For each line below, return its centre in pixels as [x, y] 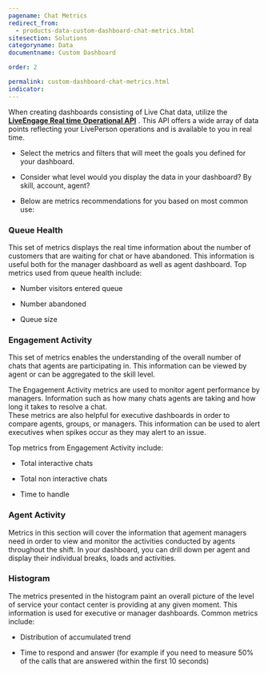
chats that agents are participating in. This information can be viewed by [128, 366]
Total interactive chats [56, 464]
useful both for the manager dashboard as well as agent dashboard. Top [127, 264]
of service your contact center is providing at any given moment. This [123, 604]
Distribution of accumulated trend [75, 637]
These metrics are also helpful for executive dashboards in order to [119, 416]
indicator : [26, 89]
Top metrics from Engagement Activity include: [86, 448]
